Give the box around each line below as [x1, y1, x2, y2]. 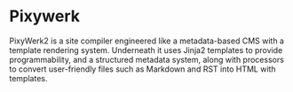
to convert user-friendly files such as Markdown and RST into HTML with [9, 64, 277, 74]
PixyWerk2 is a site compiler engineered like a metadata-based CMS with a [9, 35, 284, 46]
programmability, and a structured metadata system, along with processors [9, 54, 284, 65]
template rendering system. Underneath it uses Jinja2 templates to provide [9, 44, 283, 55]
